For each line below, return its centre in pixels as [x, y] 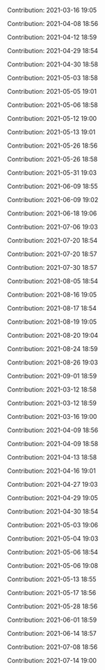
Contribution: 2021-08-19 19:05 [52, 322]
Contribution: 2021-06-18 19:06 [52, 213]
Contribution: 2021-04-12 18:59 [52, 37]
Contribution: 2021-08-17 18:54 [52, 308]
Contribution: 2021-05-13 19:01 [51, 132]
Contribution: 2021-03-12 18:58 [52, 390]
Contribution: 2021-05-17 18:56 [52, 593]
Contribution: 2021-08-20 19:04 [53, 335]
